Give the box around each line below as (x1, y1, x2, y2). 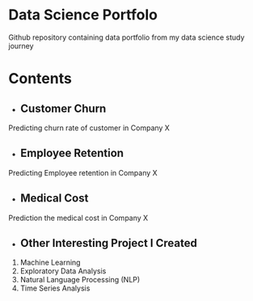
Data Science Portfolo (8, 6, 158, 24)
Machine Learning (19, 257, 81, 268)
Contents (8, 70, 73, 88)
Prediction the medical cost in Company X (8, 213, 149, 223)
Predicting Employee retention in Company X (8, 167, 158, 177)
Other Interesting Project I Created (19, 236, 198, 250)
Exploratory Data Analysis (19, 266, 107, 276)
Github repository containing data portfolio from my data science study (8, 32, 245, 42)
